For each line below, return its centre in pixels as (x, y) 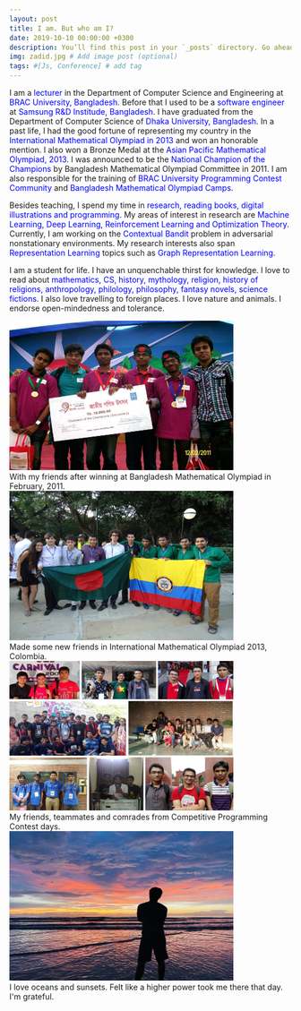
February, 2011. (37, 486)
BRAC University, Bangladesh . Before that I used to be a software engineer (147, 102)
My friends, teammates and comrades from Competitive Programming (139, 817)
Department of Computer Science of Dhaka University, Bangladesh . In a (142, 121)
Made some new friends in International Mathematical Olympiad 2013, (138, 647)
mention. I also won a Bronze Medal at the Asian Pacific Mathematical (138, 150)
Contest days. (35, 827)
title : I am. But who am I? (62, 28)
